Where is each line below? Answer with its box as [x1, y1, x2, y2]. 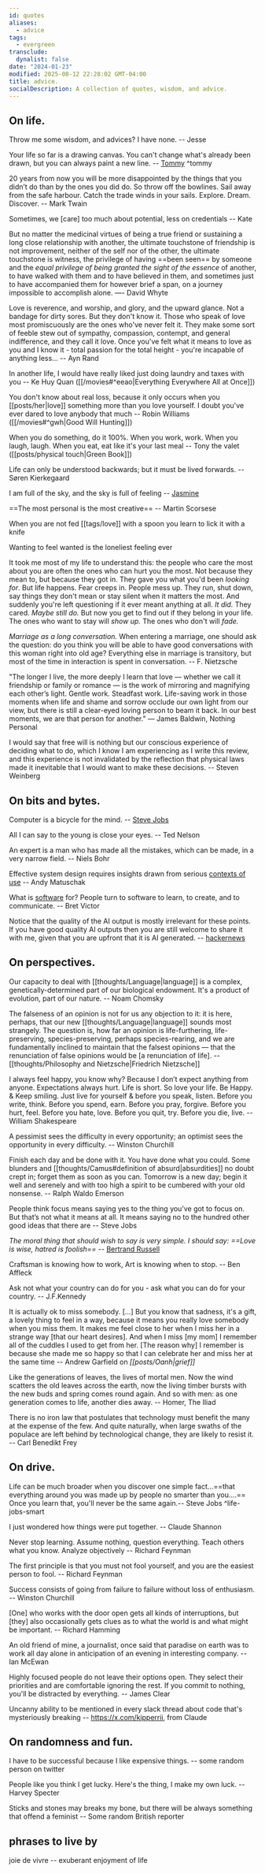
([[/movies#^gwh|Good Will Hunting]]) [9, 418, 133, 427]
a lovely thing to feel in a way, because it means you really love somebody [9, 1315, 249, 1325]
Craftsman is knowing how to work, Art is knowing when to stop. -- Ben [9, 1259, 241, 1269]
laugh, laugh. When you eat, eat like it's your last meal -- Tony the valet [9, 441, 240, 451]
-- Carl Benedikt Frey [9, 1437, 78, 1447]
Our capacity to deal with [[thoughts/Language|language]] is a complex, [9, 976, 243, 986]
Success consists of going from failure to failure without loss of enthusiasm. [9, 1585, 255, 1594]
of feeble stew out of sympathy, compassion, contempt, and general [9, 329, 230, 338]
